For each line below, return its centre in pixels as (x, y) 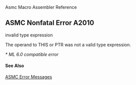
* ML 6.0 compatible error (32, 54)
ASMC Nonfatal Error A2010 (50, 23)
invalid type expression (29, 35)
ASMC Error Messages (29, 77)
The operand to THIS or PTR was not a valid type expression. (68, 44)
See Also (14, 66)
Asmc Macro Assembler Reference (41, 7)
